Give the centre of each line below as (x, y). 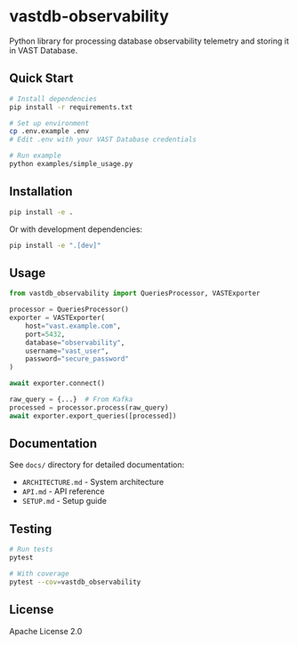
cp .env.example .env (49, 131)
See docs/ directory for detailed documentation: (97, 465)
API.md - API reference (63, 491)
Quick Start (41, 79)
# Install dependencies (53, 99)
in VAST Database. (44, 50)
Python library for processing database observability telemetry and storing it (149, 41)
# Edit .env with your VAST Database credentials (103, 139)
